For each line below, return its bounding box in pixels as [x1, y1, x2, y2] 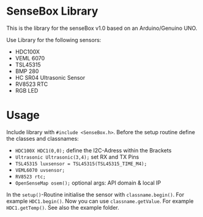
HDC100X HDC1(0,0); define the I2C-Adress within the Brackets [15, 146, 172, 154]
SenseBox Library [6, 4, 98, 18]
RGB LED [15, 87, 39, 94]
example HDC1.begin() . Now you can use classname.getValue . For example [6, 197, 194, 205]
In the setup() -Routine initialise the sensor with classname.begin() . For [6, 191, 185, 198]
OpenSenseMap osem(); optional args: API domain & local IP [15, 179, 161, 187]
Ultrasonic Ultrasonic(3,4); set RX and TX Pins [15, 153, 139, 160]
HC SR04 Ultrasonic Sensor [15, 74, 86, 81]
